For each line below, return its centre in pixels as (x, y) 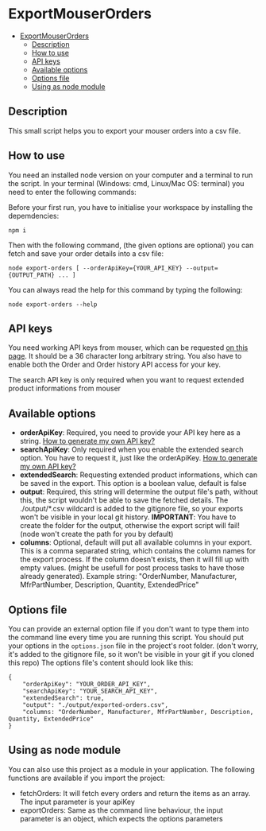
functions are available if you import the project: (87, 778)
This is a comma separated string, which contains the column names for (138, 551)
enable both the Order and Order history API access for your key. (114, 365)
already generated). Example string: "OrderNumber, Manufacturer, (128, 577)
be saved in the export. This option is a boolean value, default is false (133, 483)
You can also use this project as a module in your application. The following (132, 769)
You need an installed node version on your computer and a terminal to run (131, 175)
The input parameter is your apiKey (77, 802)
